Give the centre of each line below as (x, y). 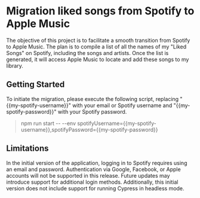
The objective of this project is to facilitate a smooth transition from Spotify (98, 40)
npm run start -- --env (48, 123)
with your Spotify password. (92, 111)
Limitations (27, 149)
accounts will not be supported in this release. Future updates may (88, 175)
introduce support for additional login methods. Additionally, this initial (92, 182)
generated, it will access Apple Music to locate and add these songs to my (98, 59)
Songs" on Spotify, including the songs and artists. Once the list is (87, 53)
